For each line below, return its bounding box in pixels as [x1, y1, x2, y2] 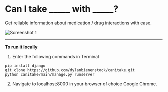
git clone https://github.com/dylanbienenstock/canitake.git [5, 67, 135, 73]
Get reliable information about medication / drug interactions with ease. [5, 20, 152, 26]
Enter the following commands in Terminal [12, 53, 99, 59]
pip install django [5, 63, 46, 68]
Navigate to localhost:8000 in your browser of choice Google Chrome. [12, 81, 157, 87]
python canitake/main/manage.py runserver [5, 72, 95, 77]
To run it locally [5, 44, 38, 50]
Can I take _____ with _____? [5, 3, 119, 15]
